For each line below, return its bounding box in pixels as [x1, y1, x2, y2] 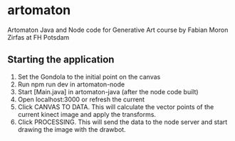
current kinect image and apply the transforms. [17, 110, 157, 118]
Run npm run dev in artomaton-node [17, 80, 125, 89]
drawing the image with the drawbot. [17, 125, 126, 133]
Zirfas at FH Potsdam [7, 33, 70, 41]
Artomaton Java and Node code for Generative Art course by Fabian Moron [7, 26, 229, 34]
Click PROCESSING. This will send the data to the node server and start [17, 118, 228, 126]
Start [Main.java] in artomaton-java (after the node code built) [17, 87, 199, 96]
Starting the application [7, 54, 115, 66]
